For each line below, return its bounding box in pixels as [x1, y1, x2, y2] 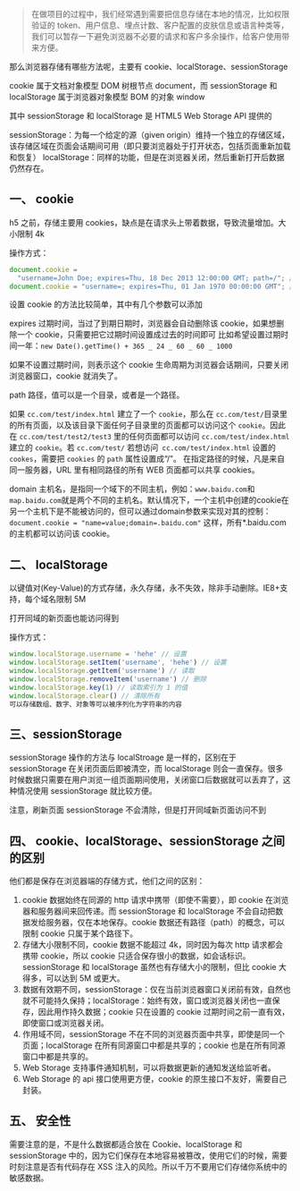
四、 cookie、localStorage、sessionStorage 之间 [9, 833, 286, 848]
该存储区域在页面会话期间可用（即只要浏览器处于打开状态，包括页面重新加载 [9, 140, 291, 151]
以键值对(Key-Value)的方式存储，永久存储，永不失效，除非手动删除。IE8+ [9, 583, 280, 593]
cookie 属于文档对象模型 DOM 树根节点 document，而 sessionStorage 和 [9, 81, 278, 90]
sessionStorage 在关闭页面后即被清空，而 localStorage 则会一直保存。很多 [9, 763, 284, 774]
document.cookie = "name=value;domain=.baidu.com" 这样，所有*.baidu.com [9, 517, 287, 528]
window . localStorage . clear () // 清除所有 [9, 691, 161, 701]
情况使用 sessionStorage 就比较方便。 [16, 786, 157, 796]
